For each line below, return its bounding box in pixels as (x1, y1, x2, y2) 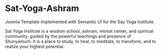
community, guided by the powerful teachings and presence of (5, 33, 131, 39)
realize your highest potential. (5, 43, 65, 49)
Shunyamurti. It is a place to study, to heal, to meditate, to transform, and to (5, 38, 157, 44)
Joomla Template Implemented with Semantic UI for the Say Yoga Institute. (5, 19, 155, 25)
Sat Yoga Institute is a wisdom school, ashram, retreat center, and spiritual (5, 28, 154, 34)
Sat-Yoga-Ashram (5, 3, 79, 14)
